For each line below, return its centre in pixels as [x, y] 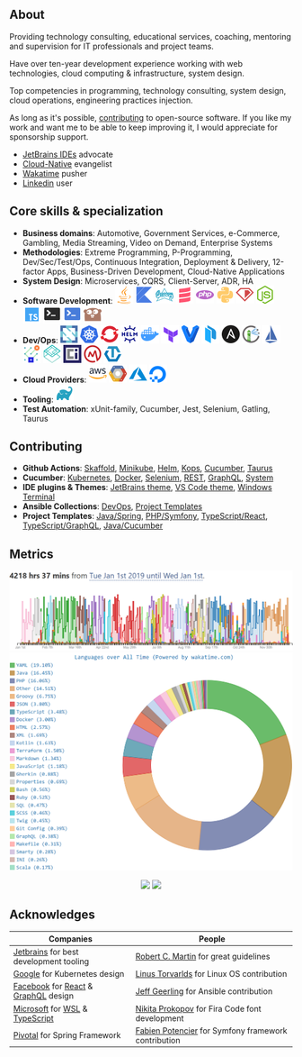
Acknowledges [53, 914]
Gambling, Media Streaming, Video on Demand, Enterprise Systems [147, 242]
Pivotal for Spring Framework [67, 1035]
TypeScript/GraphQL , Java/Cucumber [93, 525]
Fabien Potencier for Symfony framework [211, 1030]
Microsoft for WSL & [50, 1008]
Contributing [46, 446]
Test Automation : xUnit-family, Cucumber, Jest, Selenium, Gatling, [146, 408]
